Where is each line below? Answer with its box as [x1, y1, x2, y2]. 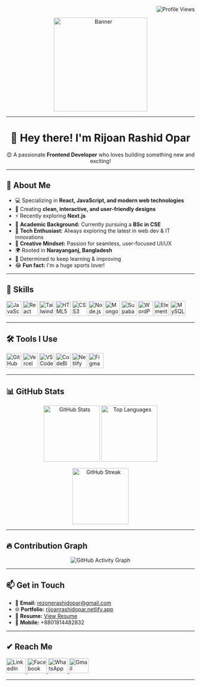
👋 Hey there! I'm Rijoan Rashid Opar [10, 131, 191, 145]
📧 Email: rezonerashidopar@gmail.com [14, 599, 112, 606]
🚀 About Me [6, 180, 51, 191]
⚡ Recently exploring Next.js [14, 212, 86, 219]
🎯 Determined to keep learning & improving [14, 255, 121, 262]
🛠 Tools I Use [6, 333, 58, 344]
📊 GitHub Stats [6, 386, 65, 396]
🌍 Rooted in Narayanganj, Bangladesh [14, 246, 112, 254]
